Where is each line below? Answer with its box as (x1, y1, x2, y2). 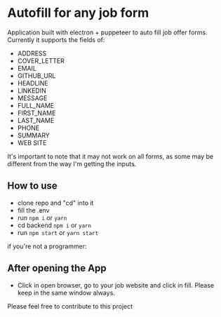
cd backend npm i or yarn (17, 221, 92, 229)
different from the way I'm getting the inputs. (7, 159, 137, 168)
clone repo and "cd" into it (17, 198, 94, 207)
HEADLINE (17, 79, 49, 87)
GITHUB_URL (17, 72, 56, 80)
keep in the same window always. (17, 288, 116, 297)
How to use (7, 180, 58, 192)
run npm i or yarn (17, 213, 67, 222)
